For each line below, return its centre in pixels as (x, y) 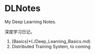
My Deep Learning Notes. (31, 22)
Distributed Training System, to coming (51, 46)
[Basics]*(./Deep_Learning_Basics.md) (51, 41)
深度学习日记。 (20, 31)
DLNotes (23, 8)
